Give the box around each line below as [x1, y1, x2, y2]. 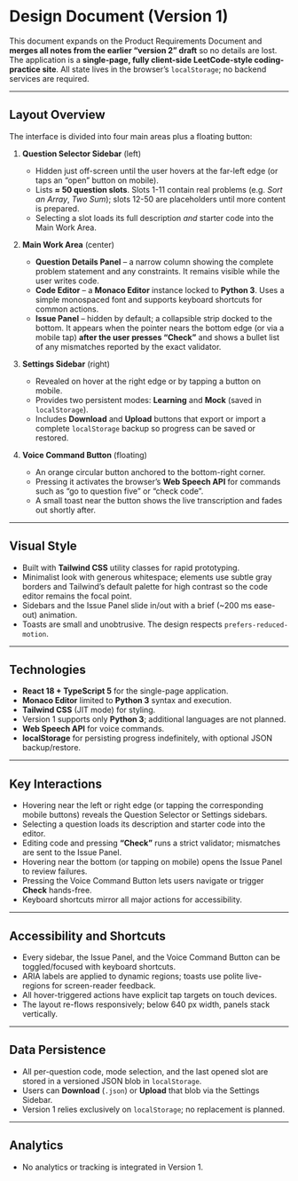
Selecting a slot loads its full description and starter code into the [35, 212, 274, 223]
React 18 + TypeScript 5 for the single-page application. [21, 686, 229, 696]
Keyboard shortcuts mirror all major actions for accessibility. [21, 894, 242, 905]
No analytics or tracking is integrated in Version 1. [21, 1161, 204, 1172]
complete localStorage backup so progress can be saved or [35, 423, 255, 433]
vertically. [21, 1009, 59, 1019]
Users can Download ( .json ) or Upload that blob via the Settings [21, 1085, 260, 1096]
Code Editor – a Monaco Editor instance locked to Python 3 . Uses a [35, 284, 286, 295]
